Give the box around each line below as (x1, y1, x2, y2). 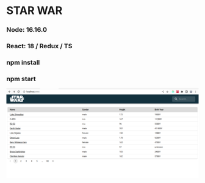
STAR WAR (6, 4, 63, 18)
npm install (6, 58, 40, 66)
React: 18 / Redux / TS (6, 42, 73, 51)
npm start (6, 74, 37, 83)
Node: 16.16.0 (6, 26, 48, 34)
